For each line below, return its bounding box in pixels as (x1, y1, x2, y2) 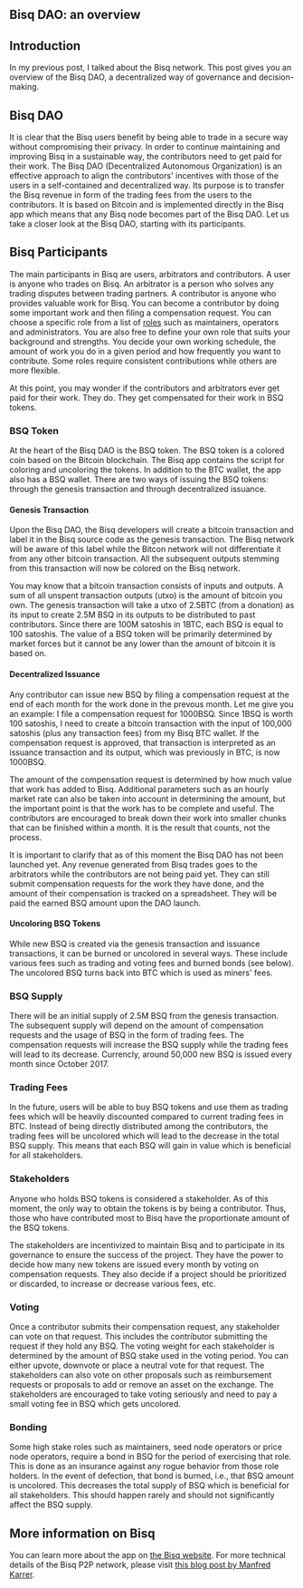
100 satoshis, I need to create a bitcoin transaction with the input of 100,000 (9, 718, 292, 729)
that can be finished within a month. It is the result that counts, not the (9, 822, 270, 833)
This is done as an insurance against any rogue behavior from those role (9, 1461, 279, 1472)
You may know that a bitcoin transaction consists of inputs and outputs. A (9, 580, 284, 592)
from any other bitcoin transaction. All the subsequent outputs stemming (9, 553, 279, 565)
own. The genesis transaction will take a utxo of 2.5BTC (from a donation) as (9, 600, 295, 611)
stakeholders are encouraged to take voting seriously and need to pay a (9, 1389, 278, 1399)
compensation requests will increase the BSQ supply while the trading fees (9, 1040, 289, 1051)
